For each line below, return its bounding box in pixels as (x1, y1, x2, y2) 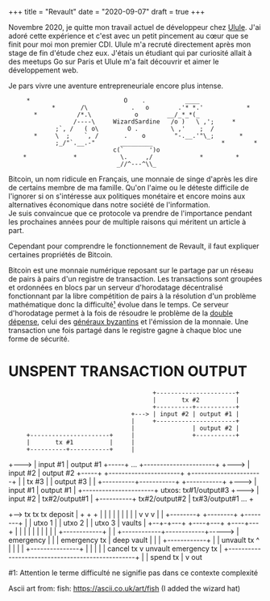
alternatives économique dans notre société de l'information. (8, 200, 211, 209)
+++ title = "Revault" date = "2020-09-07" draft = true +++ (8, 7, 206, 16)
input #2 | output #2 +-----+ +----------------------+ (8, 468, 185, 478)
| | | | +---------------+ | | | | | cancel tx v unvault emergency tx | (8, 544, 222, 553)
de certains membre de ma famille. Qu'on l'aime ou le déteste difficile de (8, 183, 250, 192)
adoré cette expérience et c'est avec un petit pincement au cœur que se (8, 31, 249, 40)
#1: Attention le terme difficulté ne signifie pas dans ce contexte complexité (8, 568, 259, 578)
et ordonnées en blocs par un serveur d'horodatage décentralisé (8, 282, 223, 292)
